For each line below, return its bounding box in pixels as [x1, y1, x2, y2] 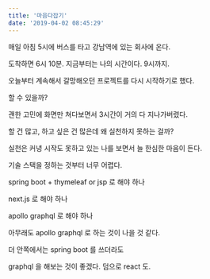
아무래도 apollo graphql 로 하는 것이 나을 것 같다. [8, 227, 161, 237]
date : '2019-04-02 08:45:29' [8, 19, 105, 27]
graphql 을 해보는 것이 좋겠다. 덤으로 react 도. [8, 262, 151, 271]
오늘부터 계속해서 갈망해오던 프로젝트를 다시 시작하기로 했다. [8, 76, 195, 85]
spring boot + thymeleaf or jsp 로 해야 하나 [8, 176, 145, 187]
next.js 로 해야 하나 [8, 194, 68, 203]
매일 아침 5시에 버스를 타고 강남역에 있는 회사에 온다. [8, 41, 171, 52]
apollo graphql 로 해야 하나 [8, 211, 94, 220]
